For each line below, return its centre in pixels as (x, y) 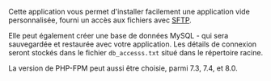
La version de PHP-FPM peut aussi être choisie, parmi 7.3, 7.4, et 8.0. (123, 68)
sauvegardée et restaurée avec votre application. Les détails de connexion (133, 44)
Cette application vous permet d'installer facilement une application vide (129, 12)
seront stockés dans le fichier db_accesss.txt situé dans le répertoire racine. (136, 53)
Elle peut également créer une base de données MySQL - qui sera (119, 36)
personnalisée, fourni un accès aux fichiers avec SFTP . (100, 20)
